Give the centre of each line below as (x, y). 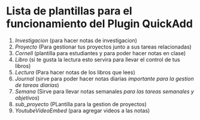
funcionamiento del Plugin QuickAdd (100, 24)
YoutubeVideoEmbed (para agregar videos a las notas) (82, 110)
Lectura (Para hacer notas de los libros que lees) (75, 72)
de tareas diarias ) (37, 85)
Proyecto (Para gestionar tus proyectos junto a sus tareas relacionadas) (103, 47)
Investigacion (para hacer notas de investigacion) (76, 40)
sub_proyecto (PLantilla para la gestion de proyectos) (81, 104)
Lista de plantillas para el (69, 11)
